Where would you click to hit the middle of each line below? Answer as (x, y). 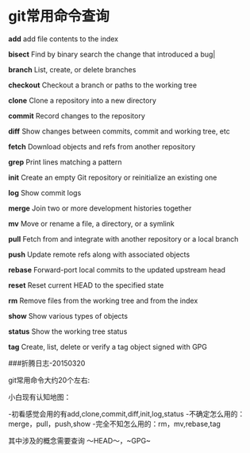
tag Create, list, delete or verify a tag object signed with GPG (108, 347)
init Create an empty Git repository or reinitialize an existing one (113, 177)
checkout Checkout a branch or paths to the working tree (102, 85)
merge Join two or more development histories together (100, 208)
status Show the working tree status (68, 331)
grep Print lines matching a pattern (65, 162)
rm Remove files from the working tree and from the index (103, 300)
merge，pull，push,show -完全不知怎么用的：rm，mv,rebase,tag (114, 424)
